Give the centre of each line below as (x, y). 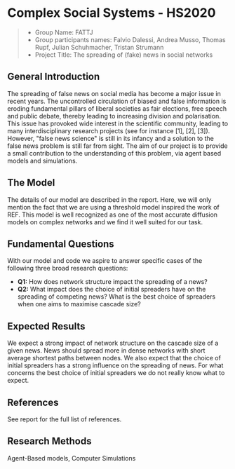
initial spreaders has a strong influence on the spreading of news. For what (115, 365)
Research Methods (49, 441)
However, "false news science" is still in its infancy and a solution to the (110, 138)
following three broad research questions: (68, 269)
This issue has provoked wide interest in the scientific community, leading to (118, 123)
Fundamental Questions (61, 244)
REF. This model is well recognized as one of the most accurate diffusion (113, 215)
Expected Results (46, 326)
